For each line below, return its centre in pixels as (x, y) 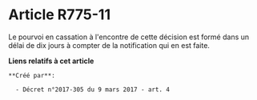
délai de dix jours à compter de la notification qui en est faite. (109, 45)
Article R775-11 (59, 15)
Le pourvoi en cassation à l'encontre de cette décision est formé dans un (129, 37)
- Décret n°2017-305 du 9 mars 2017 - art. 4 (93, 90)
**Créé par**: (32, 75)
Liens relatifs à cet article (51, 61)
